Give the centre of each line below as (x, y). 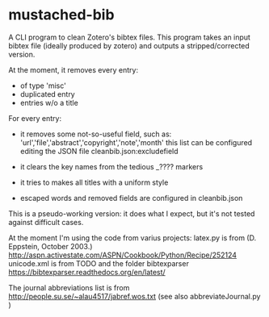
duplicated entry (47, 94)
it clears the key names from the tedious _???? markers (111, 166)
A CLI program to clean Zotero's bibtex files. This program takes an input (129, 37)
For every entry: (35, 118)
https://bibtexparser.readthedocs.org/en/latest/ (87, 272)
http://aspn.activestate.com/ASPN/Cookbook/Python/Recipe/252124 (122, 255)
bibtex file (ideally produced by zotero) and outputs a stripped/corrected (129, 45)
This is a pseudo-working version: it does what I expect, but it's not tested (132, 213)
